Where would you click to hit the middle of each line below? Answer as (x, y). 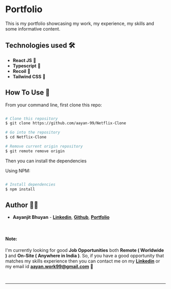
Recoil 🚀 (21, 71)
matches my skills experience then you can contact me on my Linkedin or (83, 261)
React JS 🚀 (24, 60)
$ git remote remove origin (35, 151)
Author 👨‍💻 (22, 205)
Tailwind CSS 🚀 (29, 76)
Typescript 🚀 (26, 66)
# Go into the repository (33, 133)
